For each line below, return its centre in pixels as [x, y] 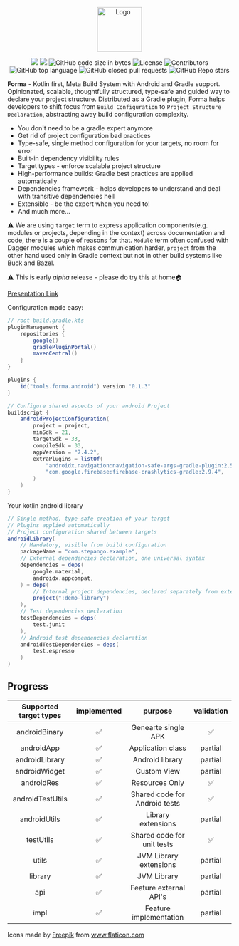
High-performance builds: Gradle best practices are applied [105, 173]
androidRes [40, 782]
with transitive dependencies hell [66, 196]
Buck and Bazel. [31, 263]
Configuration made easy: [46, 307]
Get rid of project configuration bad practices [84, 136]
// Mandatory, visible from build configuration [94, 545]
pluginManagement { [36, 327]
